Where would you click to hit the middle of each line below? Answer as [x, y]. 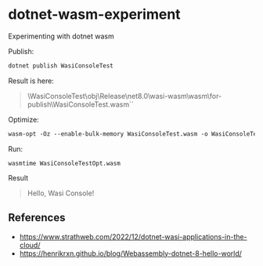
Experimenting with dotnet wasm [61, 36]
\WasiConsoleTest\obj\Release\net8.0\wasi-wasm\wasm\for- [124, 96]
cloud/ [30, 245]
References [37, 218]
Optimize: [23, 119]
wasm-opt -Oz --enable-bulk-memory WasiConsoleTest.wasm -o [108, 134]
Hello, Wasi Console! [61, 193]
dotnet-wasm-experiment [95, 15]
